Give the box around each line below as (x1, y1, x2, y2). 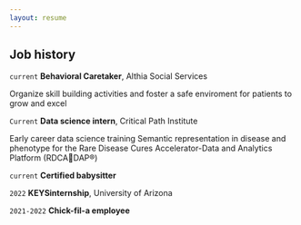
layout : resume (9, 13, 67, 23)
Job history (9, 47, 75, 63)
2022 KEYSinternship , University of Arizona (9, 188, 173, 199)
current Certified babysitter (9, 170, 116, 181)
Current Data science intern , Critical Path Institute (9, 115, 198, 127)
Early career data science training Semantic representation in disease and (9, 133, 286, 144)
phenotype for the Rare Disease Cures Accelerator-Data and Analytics (9, 142, 273, 154)
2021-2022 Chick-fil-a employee (9, 205, 130, 216)
